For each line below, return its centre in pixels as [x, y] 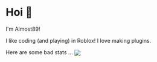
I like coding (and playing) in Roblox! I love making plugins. [78, 40]
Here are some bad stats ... [39, 52]
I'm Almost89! [23, 29]
